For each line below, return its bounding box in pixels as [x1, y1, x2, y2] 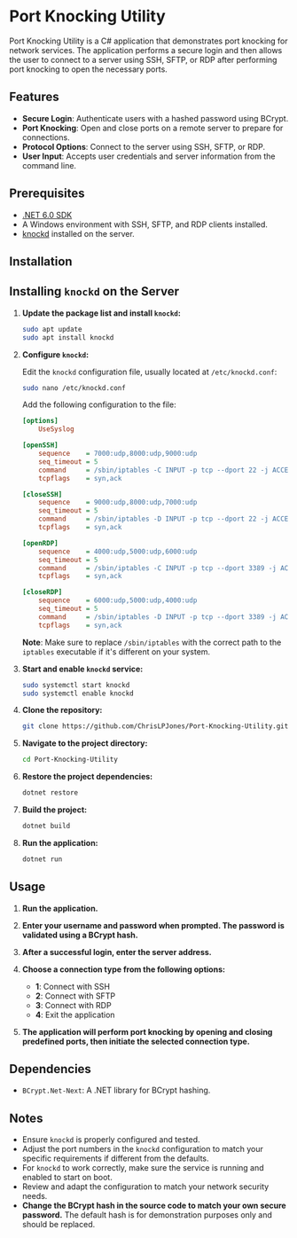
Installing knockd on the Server [9, 284, 180, 299]
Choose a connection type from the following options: [21, 964, 226, 975]
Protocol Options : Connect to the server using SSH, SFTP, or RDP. [21, 141, 266, 152]
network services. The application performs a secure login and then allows [9, 44, 283, 55]
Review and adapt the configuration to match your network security [21, 1181, 270, 1192]
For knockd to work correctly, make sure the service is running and [21, 1163, 264, 1173]
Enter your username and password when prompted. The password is [21, 920, 285, 930]
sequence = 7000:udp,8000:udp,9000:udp [38, 450, 198, 458]
